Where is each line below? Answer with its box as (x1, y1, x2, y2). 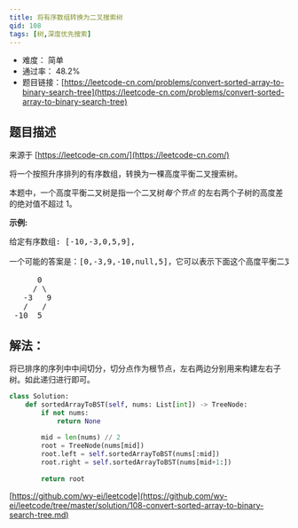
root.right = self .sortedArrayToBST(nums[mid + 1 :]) (41, 458, 232, 467)
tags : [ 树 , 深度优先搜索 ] (9, 29, 91, 38)
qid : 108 (9, 21, 42, 30)
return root (41, 474, 86, 484)
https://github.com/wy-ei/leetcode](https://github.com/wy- (12, 490, 228, 501)
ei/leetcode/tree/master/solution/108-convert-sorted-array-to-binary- (9, 500, 264, 510)
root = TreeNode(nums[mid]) (41, 441, 145, 451)
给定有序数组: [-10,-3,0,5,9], (9, 237, 136, 247)
